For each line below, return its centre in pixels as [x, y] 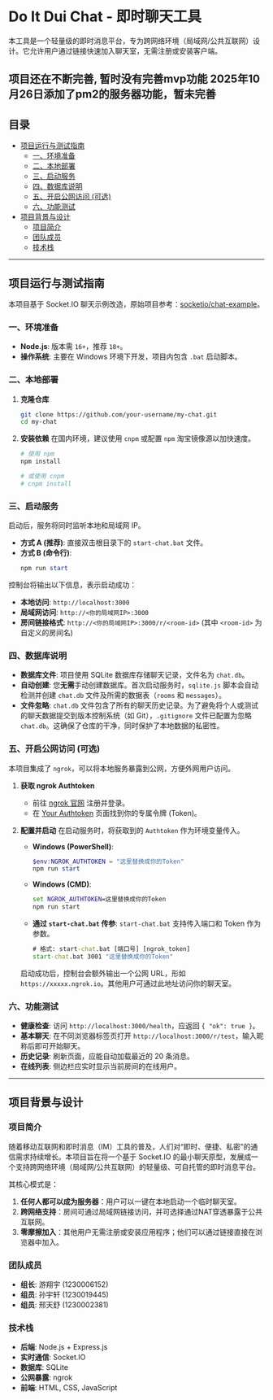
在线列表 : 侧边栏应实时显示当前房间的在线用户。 [100, 1066]
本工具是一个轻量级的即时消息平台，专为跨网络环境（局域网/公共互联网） [131, 41]
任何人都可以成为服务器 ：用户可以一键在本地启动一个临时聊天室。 [130, 1202]
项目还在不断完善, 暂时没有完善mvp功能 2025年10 [134, 79]
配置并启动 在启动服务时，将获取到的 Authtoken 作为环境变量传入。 [132, 830]
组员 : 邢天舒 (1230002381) [64, 1305]
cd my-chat [39, 422]
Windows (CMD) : [62, 884]
